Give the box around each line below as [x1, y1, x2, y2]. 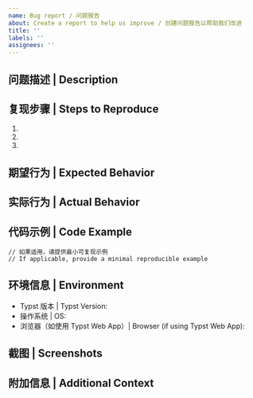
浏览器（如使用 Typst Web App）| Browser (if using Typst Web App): [19, 321, 245, 330]
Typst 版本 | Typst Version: [19, 301, 108, 310]
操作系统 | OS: [19, 311, 67, 321]
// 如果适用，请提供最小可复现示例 [8, 248, 108, 256]
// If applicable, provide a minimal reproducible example [8, 255, 208, 263]
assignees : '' [8, 41, 56, 49]
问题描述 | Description [8, 72, 119, 86]
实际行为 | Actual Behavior [8, 196, 140, 209]
